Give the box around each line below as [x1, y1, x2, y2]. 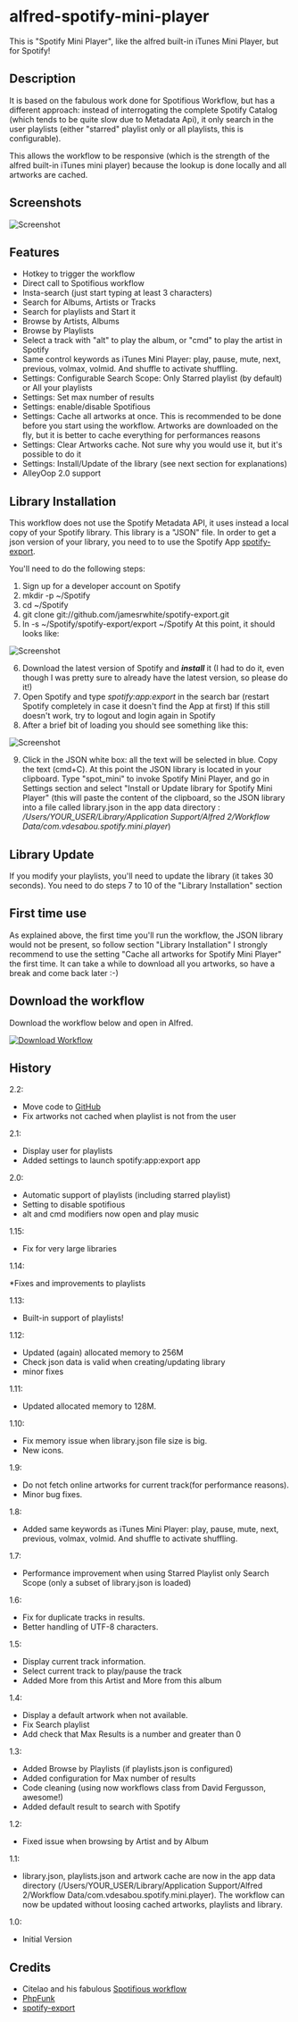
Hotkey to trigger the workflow [21, 268, 136, 279]
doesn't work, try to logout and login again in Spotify [21, 711, 216, 721]
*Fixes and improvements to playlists [9, 1278, 146, 1289]
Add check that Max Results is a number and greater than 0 [21, 1729, 242, 1740]
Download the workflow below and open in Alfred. [9, 1017, 194, 1028]
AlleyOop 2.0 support [21, 468, 101, 479]
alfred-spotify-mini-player [9, 6, 210, 27]
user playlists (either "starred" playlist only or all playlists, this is [9, 123, 244, 134]
